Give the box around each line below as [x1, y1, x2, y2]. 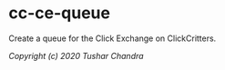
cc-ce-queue [8, 3, 111, 24]
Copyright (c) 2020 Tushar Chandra [8, 50, 144, 61]
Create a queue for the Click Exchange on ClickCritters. [8, 33, 217, 44]
